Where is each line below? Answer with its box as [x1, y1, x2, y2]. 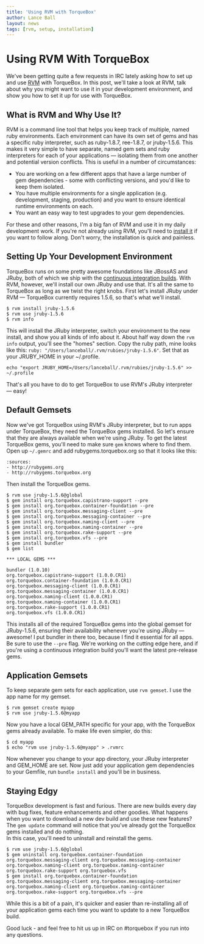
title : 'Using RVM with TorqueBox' [6, 9, 97, 15]
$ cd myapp [6, 739, 34, 746]
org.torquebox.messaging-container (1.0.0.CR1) [6, 588, 130, 594]
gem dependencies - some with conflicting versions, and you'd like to [15, 176, 191, 184]
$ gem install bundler [6, 540, 64, 546]
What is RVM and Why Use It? [6, 109, 122, 120]
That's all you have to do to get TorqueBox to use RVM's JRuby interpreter [6, 380, 193, 388]
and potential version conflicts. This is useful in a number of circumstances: [6, 158, 197, 165]
